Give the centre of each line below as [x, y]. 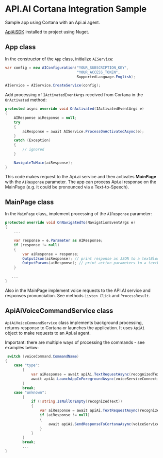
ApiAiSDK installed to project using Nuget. [47, 32]
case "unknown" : [30, 392]
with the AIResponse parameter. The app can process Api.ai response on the [81, 182]
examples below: [22, 347]
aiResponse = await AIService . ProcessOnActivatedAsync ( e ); [83, 131]
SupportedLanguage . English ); [106, 77]
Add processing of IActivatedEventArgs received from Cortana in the [74, 95]
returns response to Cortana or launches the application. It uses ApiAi [75, 328]
